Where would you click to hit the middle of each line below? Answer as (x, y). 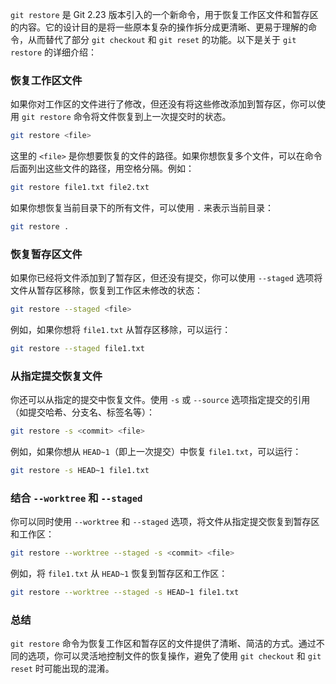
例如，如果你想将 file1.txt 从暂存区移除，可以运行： (121, 330)
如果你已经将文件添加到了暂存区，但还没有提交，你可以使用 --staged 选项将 (166, 278)
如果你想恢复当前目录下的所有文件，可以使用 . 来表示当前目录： (142, 208)
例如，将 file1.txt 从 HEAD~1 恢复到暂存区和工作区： (119, 574)
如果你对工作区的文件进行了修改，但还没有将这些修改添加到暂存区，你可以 (163, 104)
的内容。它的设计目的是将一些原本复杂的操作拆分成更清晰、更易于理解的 (159, 27)
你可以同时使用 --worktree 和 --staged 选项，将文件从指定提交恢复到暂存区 (165, 522)
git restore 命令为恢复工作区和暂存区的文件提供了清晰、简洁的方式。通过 (163, 644)
